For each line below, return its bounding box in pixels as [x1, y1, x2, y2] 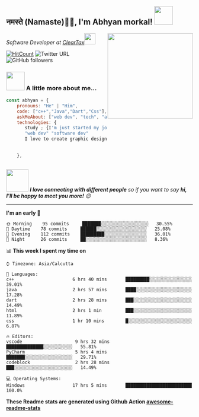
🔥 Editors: [6, 333, 34, 339]
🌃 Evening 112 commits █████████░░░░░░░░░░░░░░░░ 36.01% [6, 231, 171, 237]
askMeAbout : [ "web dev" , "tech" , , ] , [17, 114, 171, 120]
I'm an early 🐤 [6, 209, 41, 217]
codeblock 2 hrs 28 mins [6, 359, 110, 365]
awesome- [146, 398, 174, 405]
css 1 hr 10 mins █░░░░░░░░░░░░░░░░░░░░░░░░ [6, 318, 192, 324]
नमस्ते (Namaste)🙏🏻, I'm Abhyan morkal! [6, 17, 153, 27]
